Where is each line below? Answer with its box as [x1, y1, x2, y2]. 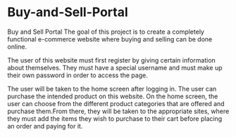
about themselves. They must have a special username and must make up [7, 63, 223, 72]
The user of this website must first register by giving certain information [7, 56, 216, 64]
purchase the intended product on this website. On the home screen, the [7, 92, 218, 100]
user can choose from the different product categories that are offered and [7, 99, 225, 107]
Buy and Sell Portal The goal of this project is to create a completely [7, 27, 204, 36]
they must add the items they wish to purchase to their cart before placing [7, 114, 223, 123]
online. [7, 42, 27, 51]
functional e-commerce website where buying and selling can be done [7, 34, 213, 43]
